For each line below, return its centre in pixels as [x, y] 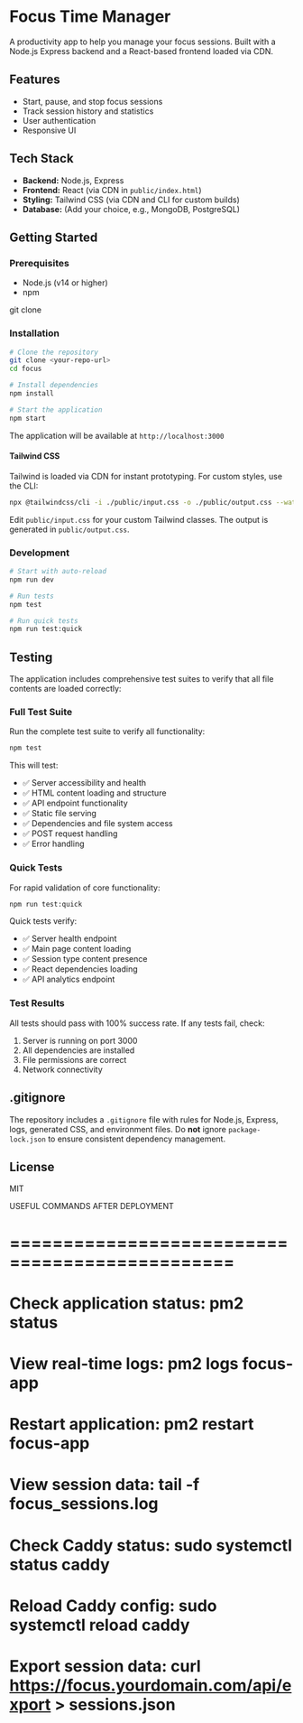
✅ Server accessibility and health [84, 783]
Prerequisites [39, 263]
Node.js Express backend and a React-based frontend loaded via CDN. [141, 51]
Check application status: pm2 [127, 1303]
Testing [31, 657]
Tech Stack [41, 158]
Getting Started [54, 237]
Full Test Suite [41, 712]
